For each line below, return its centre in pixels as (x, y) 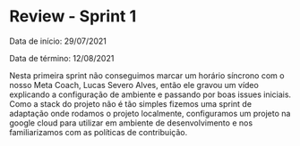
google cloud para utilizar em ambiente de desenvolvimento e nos (131, 123)
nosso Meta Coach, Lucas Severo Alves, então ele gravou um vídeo (134, 85)
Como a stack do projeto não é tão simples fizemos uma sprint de (131, 103)
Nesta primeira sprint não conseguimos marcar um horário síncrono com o (147, 75)
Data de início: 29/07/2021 (58, 41)
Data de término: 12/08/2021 (62, 58)
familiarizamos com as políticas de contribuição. (99, 132)
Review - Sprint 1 (73, 16)
